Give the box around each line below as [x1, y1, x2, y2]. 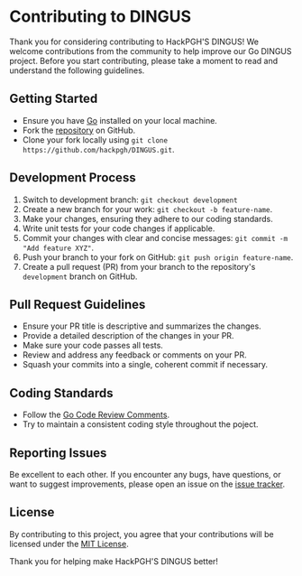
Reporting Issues [9, 445, 107, 460]
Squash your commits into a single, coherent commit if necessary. [22, 359, 269, 370]
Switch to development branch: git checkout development [22, 194, 238, 205]
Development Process [9, 170, 137, 186]
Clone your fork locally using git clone [22, 134, 169, 145]
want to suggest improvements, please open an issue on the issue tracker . [9, 478, 286, 489]
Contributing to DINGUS [9, 6, 192, 27]
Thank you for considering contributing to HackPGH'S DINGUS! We [9, 36, 260, 47]
